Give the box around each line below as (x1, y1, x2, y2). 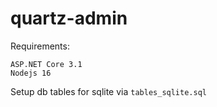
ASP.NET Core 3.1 (10, 59, 83, 69)
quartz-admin (10, 7, 128, 30)
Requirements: (10, 40, 70, 52)
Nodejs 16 (10, 68, 52, 78)
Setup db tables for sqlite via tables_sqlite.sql (10, 85, 207, 97)
